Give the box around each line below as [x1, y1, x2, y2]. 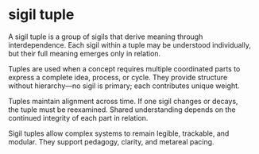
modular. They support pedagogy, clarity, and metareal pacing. [8, 137, 215, 146]
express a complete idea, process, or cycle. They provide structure [8, 72, 228, 82]
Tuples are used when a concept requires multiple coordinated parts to [8, 64, 241, 73]
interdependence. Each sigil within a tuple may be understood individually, [8, 40, 252, 49]
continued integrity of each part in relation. [8, 113, 149, 122]
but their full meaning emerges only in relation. [8, 48, 161, 58]
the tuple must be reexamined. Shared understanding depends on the [8, 105, 236, 114]
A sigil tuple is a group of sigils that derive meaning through [8, 32, 203, 41]
